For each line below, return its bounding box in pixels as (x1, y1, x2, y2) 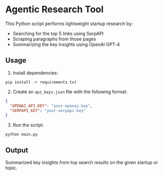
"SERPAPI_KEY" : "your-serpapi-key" (10, 108, 86, 113)
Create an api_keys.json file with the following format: (12, 89, 128, 95)
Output (5, 146, 28, 155)
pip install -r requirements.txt (5, 79, 77, 85)
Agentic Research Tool (5, 4, 104, 15)
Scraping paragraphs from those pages (12, 36, 96, 42)
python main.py (5, 132, 38, 137)
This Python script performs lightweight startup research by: (5, 20, 133, 27)
